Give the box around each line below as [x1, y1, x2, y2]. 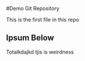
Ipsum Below [6, 33, 55, 43]
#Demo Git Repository [6, 5, 60, 12]
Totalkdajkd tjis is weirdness [6, 48, 74, 55]
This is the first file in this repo [6, 16, 79, 23]
